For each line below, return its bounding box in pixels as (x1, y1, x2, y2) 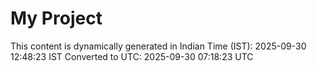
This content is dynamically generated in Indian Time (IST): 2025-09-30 (10, 40, 307, 52)
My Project (10, 7, 103, 30)
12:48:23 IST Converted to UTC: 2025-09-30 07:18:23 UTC (10, 50, 254, 62)
